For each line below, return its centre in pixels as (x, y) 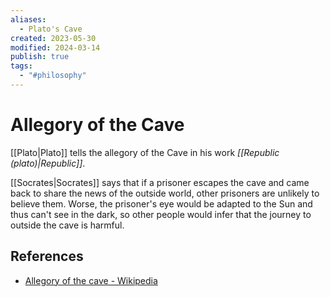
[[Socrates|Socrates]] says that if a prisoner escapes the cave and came (160, 182)
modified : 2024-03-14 (55, 47)
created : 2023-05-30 (53, 38)
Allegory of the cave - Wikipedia (91, 280)
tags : (21, 66)
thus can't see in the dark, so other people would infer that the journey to (161, 214)
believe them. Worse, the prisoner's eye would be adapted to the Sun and (161, 203)
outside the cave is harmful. (67, 225)
